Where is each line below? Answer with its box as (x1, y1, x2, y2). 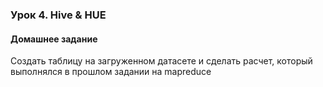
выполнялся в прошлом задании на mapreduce (10, 66, 212, 78)
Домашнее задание (10, 33, 98, 45)
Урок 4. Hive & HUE (10, 8, 107, 22)
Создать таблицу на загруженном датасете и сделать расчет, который (10, 55, 313, 67)
